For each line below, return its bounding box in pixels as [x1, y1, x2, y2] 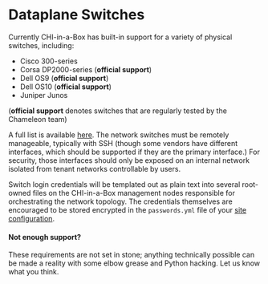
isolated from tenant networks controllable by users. [8, 164, 181, 173]
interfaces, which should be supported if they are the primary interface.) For [8, 147, 261, 156]
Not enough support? [8, 232, 82, 241]
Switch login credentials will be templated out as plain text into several [8, 179, 241, 189]
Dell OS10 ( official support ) [19, 82, 112, 91]
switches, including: [8, 40, 75, 50]
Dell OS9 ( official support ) [19, 73, 109, 83]
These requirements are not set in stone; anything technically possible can [8, 250, 255, 260]
